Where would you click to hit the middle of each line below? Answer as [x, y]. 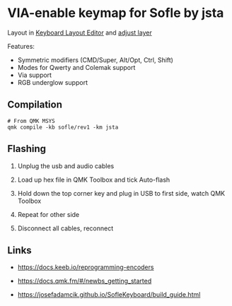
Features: [21, 46]
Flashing [27, 149]
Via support [34, 75]
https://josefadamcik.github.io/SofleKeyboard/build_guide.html [109, 295]
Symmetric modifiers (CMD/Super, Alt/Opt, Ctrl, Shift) [95, 60]
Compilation [35, 105]
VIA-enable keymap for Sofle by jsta [116, 13]
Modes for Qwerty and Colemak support [76, 67]
